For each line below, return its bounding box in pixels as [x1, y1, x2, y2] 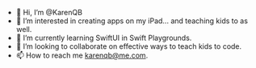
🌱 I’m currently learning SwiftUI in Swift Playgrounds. [15, 33, 192, 42]
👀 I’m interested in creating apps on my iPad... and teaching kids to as [15, 16, 249, 26]
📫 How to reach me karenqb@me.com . [15, 50, 149, 60]
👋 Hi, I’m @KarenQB [15, 8, 83, 17]
